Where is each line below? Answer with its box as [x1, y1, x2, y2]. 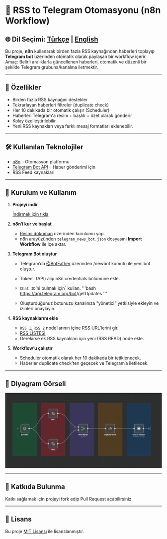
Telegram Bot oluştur [12, 251, 57, 257]
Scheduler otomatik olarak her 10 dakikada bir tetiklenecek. [19, 355, 141, 361]
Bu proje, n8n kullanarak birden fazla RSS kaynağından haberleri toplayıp [5, 48, 155, 54]
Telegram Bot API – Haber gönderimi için [12, 164, 96, 170]
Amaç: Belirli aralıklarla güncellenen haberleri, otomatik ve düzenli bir [5, 59, 147, 64]
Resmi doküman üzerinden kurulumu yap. [19, 231, 105, 237]
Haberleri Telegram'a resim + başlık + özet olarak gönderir [12, 112, 133, 118]
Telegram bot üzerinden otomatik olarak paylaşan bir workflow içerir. [5, 53, 147, 59]
